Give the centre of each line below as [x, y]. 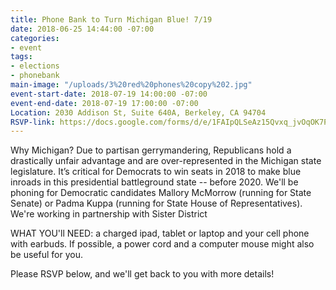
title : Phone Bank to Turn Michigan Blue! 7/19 [111, 19]
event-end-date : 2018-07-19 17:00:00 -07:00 [104, 103]
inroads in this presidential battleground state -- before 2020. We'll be [154, 182]
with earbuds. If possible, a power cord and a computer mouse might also [162, 244]
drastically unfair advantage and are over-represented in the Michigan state [166, 161]
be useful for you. [46, 255]
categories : [35, 38]
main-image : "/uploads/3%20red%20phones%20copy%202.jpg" [131, 85]
